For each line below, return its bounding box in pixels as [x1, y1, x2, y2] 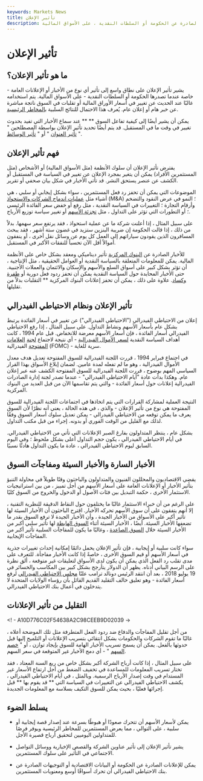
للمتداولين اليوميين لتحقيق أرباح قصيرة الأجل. [15, 731, 117, 739]
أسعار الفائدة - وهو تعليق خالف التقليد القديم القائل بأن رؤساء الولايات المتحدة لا [7, 576, 185, 583]
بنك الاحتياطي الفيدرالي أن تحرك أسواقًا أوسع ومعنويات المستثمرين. [15, 768, 167, 775]
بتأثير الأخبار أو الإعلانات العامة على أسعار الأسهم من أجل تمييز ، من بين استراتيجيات [7, 482, 193, 489]
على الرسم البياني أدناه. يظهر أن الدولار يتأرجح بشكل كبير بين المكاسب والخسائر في [7, 563, 195, 570]
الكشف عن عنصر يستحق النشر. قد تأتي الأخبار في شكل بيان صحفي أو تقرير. [7, 177, 178, 184]
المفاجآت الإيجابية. [7, 532, 48, 539]
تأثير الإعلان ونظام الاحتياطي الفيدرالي [7, 301, 132, 311]
